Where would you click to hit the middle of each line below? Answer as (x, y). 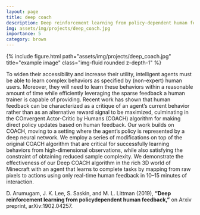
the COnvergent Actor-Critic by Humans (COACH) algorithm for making (93, 119)
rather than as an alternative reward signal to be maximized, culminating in (97, 112)
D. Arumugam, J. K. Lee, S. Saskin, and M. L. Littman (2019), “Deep (89, 193)
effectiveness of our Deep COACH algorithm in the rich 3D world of (89, 163)
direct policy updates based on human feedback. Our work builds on (90, 125)
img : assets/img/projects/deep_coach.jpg (58, 28)
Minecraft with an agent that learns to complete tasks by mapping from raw (99, 169)
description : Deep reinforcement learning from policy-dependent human (97, 23)
